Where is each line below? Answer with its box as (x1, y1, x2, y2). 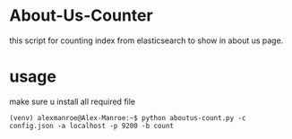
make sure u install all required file (9, 96, 136, 107)
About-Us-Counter (9, 5, 154, 26)
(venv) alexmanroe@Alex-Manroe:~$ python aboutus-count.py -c (9, 113, 246, 122)
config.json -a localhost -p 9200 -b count (9, 121, 175, 130)
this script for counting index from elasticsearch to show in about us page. (9, 35, 284, 46)
